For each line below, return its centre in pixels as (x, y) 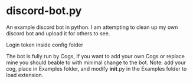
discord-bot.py (44, 11)
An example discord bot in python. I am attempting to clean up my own (92, 27)
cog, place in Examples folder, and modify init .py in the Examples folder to (97, 68)
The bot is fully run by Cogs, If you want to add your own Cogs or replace (95, 56)
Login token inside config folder (45, 45)
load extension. (25, 75)
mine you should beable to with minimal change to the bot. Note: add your (96, 62)
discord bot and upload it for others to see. (58, 33)
